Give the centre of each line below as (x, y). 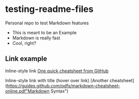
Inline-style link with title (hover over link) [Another (57, 80)
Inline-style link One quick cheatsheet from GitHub (57, 71)
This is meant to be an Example (44, 32)
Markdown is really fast (36, 38)
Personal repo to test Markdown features (47, 23)
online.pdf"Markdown (27, 91)
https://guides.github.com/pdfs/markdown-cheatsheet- (64, 86)
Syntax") (59, 91)
